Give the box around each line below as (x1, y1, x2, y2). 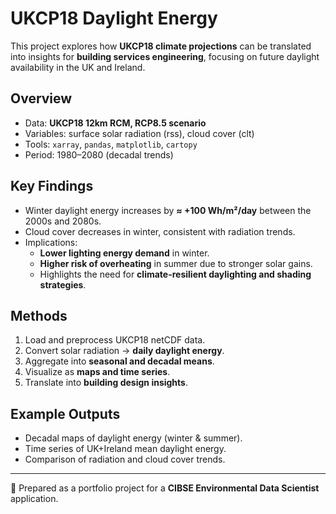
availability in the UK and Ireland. (10, 61, 146, 73)
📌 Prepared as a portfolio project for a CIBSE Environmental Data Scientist (10, 482, 320, 494)
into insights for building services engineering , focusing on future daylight (10, 50, 320, 62)
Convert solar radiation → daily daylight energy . (24, 345, 225, 357)
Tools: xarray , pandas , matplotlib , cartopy (24, 138, 198, 150)
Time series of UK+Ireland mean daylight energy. (24, 443, 227, 455)
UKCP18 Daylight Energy (10, 7, 218, 30)
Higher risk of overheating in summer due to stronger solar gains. (39, 257, 313, 269)
